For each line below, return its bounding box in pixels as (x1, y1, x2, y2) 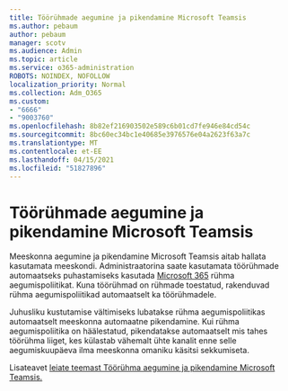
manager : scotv (9, 38, 66, 48)
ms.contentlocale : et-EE (9, 147, 102, 156)
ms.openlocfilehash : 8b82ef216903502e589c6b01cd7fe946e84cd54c (9, 122, 251, 131)
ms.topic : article (9, 55, 78, 64)
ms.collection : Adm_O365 (9, 88, 102, 97)
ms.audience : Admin (9, 47, 83, 56)
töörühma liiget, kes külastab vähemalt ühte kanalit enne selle (9, 335, 237, 346)
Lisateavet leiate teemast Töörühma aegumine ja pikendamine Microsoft (9, 362, 275, 373)
